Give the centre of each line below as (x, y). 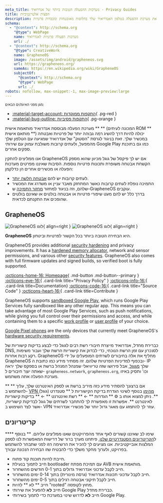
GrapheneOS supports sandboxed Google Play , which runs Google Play (77, 300)
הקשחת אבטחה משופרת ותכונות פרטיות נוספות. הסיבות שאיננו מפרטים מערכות (78, 164)
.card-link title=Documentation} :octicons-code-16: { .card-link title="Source (81, 286)
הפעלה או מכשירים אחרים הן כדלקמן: (39, 169)
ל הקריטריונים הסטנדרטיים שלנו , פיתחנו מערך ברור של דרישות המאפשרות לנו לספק (81, 439)
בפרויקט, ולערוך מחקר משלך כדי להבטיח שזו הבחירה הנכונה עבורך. (66, 449)
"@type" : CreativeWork (37, 50)
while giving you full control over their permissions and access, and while (79, 316)
